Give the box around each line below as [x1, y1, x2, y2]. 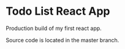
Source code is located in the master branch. [6, 36, 119, 43]
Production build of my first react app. [6, 24, 102, 32]
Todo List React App [6, 4, 110, 18]
